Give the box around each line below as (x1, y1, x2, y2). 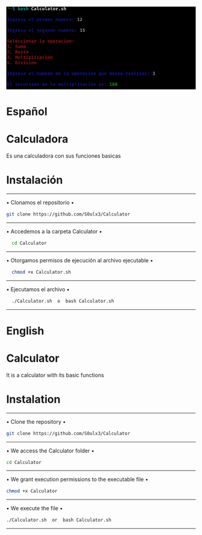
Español (6, 105, 48, 119)
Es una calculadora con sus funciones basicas (6, 152, 121, 159)
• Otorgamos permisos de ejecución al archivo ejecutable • (6, 256, 153, 264)
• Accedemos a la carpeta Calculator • (6, 227, 102, 235)
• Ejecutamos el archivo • (6, 285, 70, 292)
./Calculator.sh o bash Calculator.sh (11, 298, 114, 304)
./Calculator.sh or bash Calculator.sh (6, 517, 112, 524)
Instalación (6, 173, 63, 187)
